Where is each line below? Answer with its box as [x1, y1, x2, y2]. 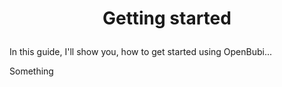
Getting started [102, 7, 232, 30]
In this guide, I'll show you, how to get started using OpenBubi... [9, 46, 273, 58]
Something [9, 65, 54, 77]
